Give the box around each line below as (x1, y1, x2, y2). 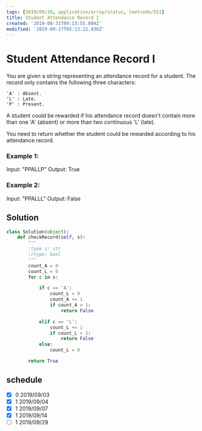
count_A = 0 (28, 263, 59, 269)
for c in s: (28, 274, 59, 280)
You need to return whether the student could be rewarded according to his (6, 130, 196, 138)
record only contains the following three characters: (6, 79, 136, 86)
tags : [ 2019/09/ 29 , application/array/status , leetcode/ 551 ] (6, 9, 165, 15)
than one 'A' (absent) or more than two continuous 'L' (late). (6, 118, 156, 126)
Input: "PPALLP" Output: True (6, 166, 80, 173)
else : (38, 341, 53, 347)
